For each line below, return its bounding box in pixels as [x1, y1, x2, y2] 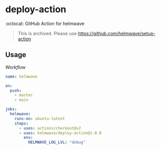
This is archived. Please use [17, 30, 77, 36]
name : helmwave [5, 74, 38, 79]
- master [14, 93, 33, 98]
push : [10, 88, 22, 93]
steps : [14, 121, 29, 126]
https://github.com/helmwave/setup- [78, 30, 156, 36]
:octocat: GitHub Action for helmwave [5, 20, 84, 27]
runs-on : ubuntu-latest [14, 116, 65, 121]
